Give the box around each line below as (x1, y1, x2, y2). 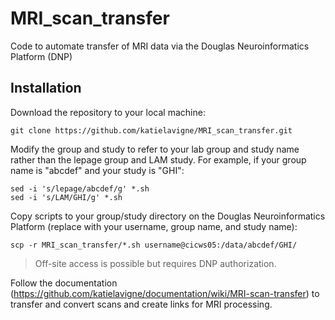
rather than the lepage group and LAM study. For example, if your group (10, 153, 307, 166)
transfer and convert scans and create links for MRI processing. (10, 298, 273, 310)
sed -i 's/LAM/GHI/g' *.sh (10, 192, 123, 202)
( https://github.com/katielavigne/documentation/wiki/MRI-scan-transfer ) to (10, 287, 320, 299)
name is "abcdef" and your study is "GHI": (10, 164, 185, 176)
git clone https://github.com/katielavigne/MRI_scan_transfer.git (10, 125, 293, 136)
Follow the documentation (10, 277, 118, 289)
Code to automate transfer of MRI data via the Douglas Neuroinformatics (10, 40, 310, 52)
